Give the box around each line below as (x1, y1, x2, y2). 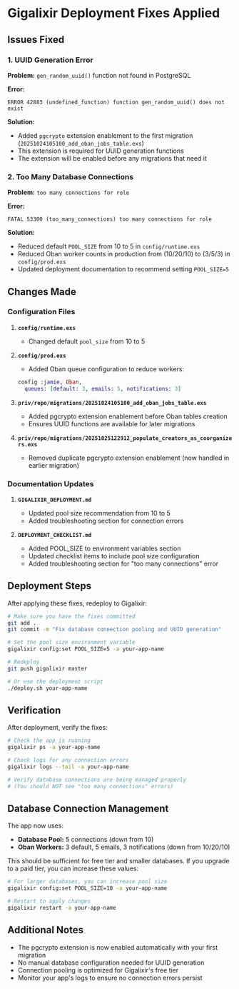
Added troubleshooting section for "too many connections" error (28, 559, 219, 568)
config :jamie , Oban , (17, 378, 83, 386)
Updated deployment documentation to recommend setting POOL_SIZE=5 (17, 265, 230, 273)
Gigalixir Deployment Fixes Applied (7, 5, 220, 21)
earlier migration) (28, 461, 80, 469)
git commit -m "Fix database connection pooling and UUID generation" (7, 626, 222, 633)
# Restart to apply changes (7, 898, 91, 905)
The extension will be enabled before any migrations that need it (17, 154, 207, 162)
